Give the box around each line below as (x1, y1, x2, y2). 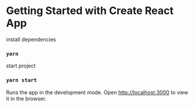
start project (6, 63, 36, 70)
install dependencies (6, 36, 56, 43)
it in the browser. (6, 95, 47, 102)
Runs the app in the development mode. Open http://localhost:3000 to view (6, 89, 189, 96)
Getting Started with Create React (6, 4, 174, 18)
